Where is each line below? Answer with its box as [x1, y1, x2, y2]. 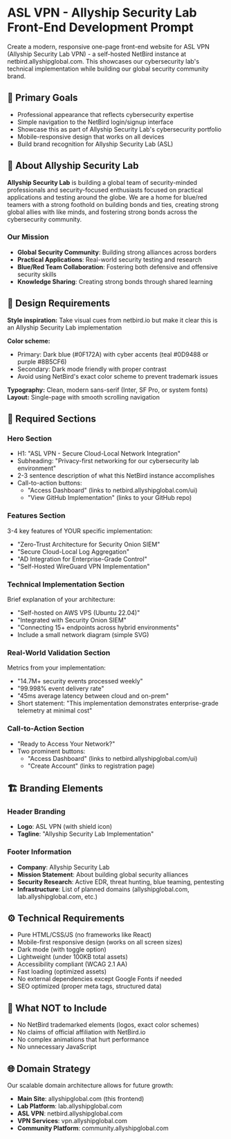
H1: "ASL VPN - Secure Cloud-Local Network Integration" [17, 449, 181, 458]
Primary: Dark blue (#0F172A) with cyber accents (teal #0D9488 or [17, 350, 209, 358]
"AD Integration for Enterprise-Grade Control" [17, 555, 147, 563]
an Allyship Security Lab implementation [7, 323, 122, 332]
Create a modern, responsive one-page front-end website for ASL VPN [7, 42, 210, 51]
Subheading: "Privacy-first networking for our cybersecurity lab [17, 457, 199, 465]
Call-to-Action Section [7, 724, 84, 733]
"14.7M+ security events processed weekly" [17, 677, 143, 685]
